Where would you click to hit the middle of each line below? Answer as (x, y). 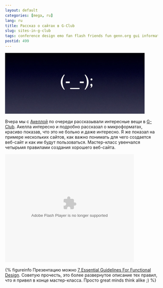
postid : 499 (17, 41)
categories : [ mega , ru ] (29, 15)
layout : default (21, 10)
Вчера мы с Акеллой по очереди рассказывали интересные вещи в (75, 121)
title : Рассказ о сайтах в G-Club (40, 26)
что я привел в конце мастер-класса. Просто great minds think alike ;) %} (81, 280)
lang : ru (14, 20)
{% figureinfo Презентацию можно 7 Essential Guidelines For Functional (78, 270)
